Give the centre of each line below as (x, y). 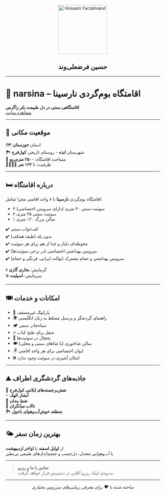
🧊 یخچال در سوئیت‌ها (32, 338)
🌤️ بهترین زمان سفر (33, 434)
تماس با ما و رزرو (33, 467)
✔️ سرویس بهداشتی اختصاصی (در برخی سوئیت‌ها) (51, 251)
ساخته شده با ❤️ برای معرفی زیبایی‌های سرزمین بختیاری (83, 487)
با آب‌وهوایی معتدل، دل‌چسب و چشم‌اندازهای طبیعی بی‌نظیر (59, 453)
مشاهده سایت (18, 112)
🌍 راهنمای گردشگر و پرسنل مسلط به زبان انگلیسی (60, 318)
